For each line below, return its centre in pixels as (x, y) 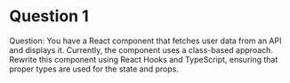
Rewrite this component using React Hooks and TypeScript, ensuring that (144, 59)
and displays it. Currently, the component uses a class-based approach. (141, 49)
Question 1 (49, 16)
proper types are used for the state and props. (94, 69)
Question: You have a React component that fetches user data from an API (145, 41)
